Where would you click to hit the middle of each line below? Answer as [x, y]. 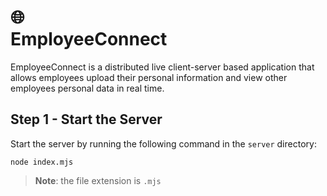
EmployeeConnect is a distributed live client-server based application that [162, 67]
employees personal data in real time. [87, 88]
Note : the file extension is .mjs [98, 180]
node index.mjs [42, 162]
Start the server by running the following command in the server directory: [163, 143]
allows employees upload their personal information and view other [149, 77]
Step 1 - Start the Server [86, 119]
